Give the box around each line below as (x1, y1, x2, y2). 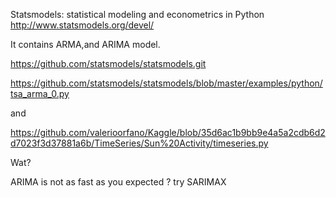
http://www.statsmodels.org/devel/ (10, 19, 155, 31)
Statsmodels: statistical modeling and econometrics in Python (10, 9, 265, 20)
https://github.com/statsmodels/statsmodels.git (10, 58, 207, 69)
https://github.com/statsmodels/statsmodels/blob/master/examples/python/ (10, 77, 323, 89)
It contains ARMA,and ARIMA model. (10, 39, 161, 50)
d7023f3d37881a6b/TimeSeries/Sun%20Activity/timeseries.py (10, 137, 269, 149)
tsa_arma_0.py (10, 88, 70, 99)
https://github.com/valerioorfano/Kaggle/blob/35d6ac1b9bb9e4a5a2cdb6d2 (10, 127, 326, 138)
